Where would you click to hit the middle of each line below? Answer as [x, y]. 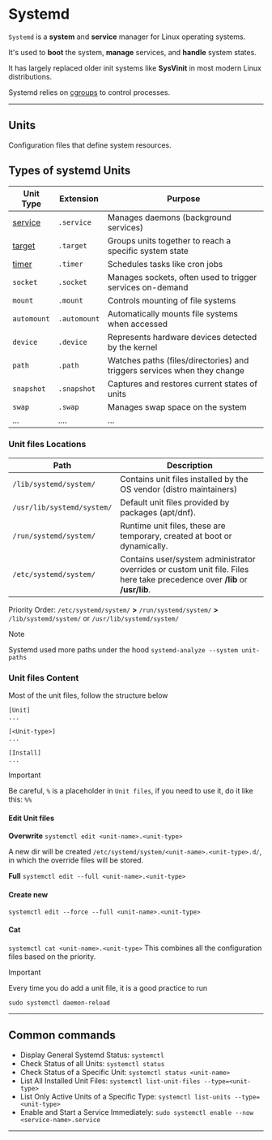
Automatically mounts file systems [173, 313]
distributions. [30, 76]
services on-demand [148, 287]
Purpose [184, 198]
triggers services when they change [176, 370]
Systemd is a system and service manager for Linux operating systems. [127, 37]
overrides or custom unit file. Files [185, 569]
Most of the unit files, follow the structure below [88, 695]
